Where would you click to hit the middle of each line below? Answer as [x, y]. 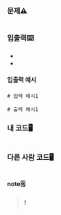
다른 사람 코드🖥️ [30, 158]
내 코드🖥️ [20, 127]
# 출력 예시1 [23, 110]
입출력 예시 [22, 80]
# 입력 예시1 [23, 96]
